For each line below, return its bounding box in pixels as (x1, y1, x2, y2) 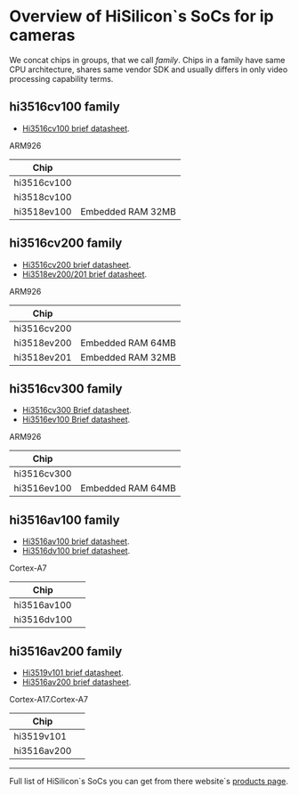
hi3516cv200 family (9, 236, 123, 251)
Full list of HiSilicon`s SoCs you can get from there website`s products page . (9, 776, 289, 786)
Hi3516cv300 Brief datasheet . (21, 405, 132, 416)
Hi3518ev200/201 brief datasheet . (21, 269, 148, 280)
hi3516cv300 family (9, 381, 123, 396)
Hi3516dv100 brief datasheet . (21, 546, 131, 556)
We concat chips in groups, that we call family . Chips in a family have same (9, 54, 286, 65)
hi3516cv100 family (9, 100, 120, 115)
